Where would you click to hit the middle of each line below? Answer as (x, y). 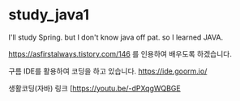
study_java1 (49, 15)
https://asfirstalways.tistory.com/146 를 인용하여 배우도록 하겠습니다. (120, 53)
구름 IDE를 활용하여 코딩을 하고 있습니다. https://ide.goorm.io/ (108, 71)
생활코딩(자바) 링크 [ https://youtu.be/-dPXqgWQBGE (94, 88)
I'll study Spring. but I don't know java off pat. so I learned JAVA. (116, 37)
